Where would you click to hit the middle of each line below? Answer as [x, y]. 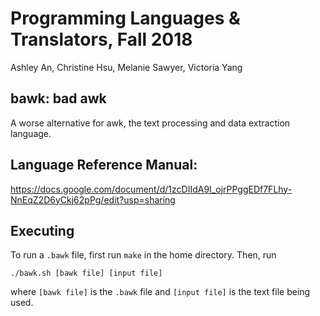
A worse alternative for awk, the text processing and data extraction [150, 123]
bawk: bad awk [58, 98]
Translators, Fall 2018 [101, 39]
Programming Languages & [125, 18]
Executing [42, 230]
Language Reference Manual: [104, 165]
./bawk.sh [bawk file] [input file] [86, 273]
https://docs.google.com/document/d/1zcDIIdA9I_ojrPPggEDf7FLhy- [151, 189]
